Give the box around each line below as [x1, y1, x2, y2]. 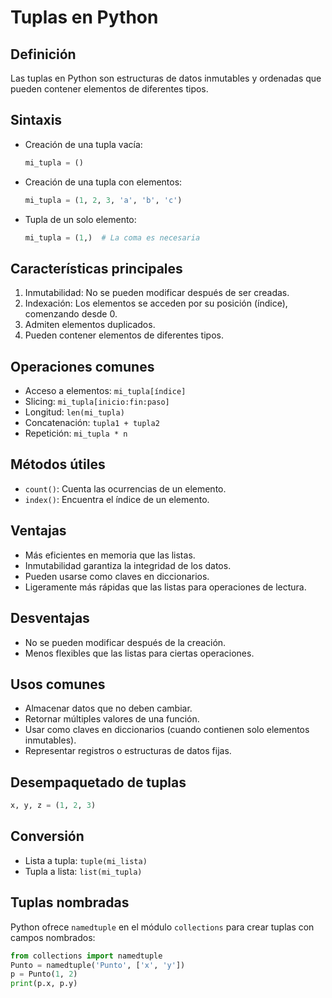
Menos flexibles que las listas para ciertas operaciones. [24, 647, 255, 659]
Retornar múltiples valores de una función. [24, 713, 200, 725]
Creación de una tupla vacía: [24, 138, 143, 150]
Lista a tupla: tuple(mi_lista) [24, 854, 148, 866]
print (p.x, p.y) [10, 979, 78, 989]
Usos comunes [10, 676, 106, 693]
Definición [10, 46, 77, 63]
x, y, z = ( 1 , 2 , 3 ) [10, 801, 97, 811]
